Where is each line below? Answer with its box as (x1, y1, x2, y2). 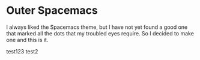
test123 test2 (6, 47, 38, 55)
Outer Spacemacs (6, 4, 98, 17)
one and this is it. (6, 36, 49, 43)
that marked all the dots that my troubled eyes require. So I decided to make (6, 29, 194, 37)
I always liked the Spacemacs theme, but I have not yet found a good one (6, 23, 188, 31)
